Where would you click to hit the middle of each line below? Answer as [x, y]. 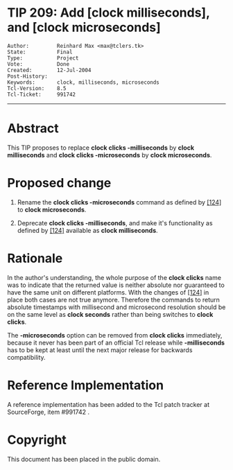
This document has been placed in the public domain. [84, 459]
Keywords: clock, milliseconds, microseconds [83, 82]
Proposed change [59, 183]
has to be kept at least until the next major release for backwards [100, 350]
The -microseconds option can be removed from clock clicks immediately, [115, 335]
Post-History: [28, 76]
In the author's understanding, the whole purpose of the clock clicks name [114, 277]
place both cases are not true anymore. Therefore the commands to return [114, 299]
